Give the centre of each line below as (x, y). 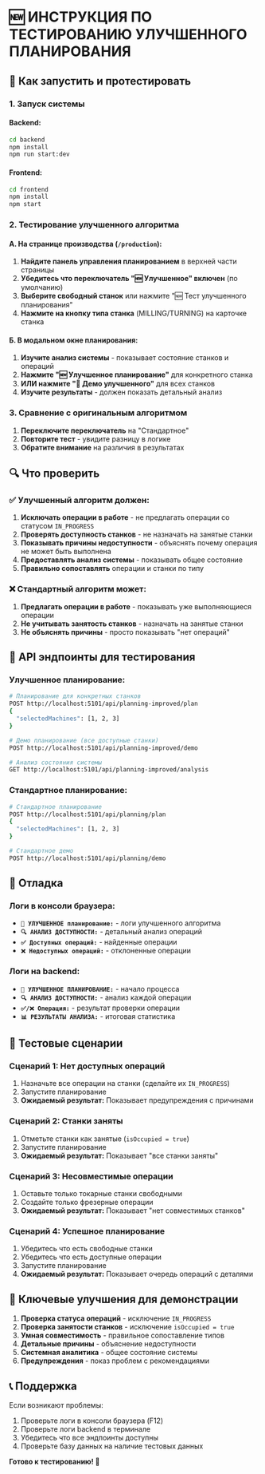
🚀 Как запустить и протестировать (100, 81)
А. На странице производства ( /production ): (86, 244)
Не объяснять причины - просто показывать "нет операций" (125, 632)
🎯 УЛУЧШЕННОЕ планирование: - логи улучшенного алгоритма (121, 923)
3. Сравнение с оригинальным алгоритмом (98, 413)
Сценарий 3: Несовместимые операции (91, 1176)
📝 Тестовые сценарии (66, 1043)
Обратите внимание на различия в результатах (102, 447)
